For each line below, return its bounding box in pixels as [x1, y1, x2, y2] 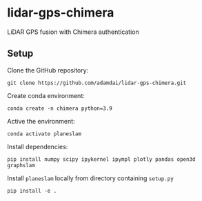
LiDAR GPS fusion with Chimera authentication [7, 28, 139, 36]
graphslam [7, 162, 36, 169]
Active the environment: [7, 117, 75, 125]
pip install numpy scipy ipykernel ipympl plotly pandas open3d [7, 155, 196, 163]
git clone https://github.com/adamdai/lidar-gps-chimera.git [7, 79, 187, 86]
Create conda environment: [7, 91, 85, 99]
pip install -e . [7, 187, 57, 194]
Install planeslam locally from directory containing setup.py [7, 174, 174, 182]
